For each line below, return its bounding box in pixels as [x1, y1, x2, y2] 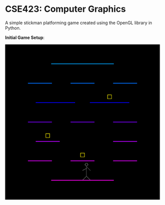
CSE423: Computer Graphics [5, 3, 126, 15]
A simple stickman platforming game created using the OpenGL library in [5, 20, 152, 26]
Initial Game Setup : [5, 34, 45, 40]
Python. [5, 25, 21, 31]
